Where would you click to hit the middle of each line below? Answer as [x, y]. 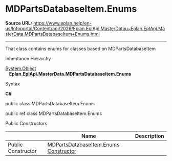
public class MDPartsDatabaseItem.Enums [50, 103]
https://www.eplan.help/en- [62, 23]
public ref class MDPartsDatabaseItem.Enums [54, 113]
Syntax [13, 84]
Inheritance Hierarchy [28, 58]
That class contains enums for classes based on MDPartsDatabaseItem [81, 49]
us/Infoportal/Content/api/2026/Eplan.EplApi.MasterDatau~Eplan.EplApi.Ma [85, 28]
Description [149, 136]
